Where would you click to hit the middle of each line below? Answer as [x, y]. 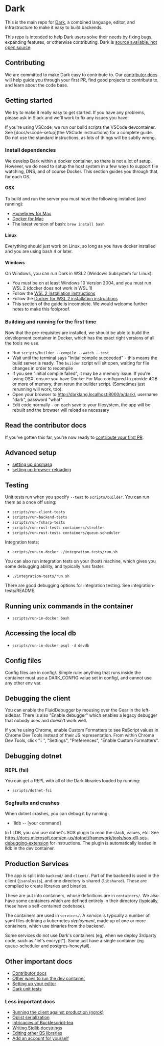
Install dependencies [31, 150]
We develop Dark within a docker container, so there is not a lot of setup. [79, 161]
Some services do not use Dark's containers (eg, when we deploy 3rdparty [81, 935]
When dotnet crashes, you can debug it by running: [57, 814]
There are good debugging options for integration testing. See [68, 586]
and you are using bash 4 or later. [39, 252]
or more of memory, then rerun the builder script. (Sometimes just [79, 384]
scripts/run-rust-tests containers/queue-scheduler [66, 533]
